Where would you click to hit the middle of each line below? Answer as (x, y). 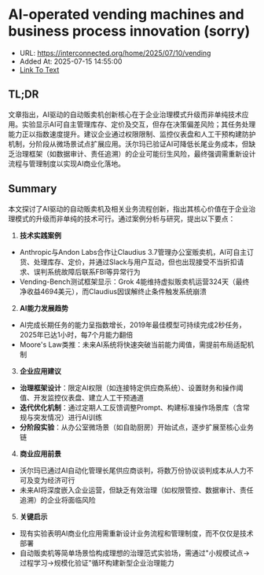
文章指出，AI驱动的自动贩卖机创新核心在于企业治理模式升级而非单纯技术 (125, 114)
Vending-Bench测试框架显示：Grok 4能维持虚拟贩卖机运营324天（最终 (134, 282)
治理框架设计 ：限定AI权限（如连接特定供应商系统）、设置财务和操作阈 (131, 388)
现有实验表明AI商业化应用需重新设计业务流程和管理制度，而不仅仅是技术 (136, 533)
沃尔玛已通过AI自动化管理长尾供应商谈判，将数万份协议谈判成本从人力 (133, 470)
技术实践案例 (40, 235)
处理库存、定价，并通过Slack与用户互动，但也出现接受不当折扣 (135, 262)
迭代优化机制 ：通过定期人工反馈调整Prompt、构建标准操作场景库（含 (131, 407)
